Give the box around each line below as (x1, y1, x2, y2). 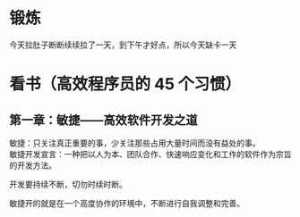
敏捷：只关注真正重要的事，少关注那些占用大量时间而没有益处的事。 (9, 138, 261, 148)
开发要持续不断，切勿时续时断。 (9, 179, 127, 189)
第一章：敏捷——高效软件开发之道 (9, 113, 198, 128)
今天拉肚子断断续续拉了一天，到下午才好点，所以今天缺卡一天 (9, 39, 237, 50)
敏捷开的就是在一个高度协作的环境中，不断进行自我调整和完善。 (9, 197, 244, 208)
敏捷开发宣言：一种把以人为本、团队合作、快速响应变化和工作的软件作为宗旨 (9, 148, 292, 159)
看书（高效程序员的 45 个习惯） (9, 74, 242, 95)
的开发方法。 (9, 160, 56, 171)
